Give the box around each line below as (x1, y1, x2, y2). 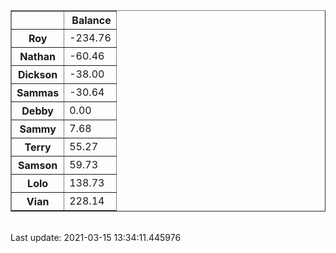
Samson (18, 159, 58, 172)
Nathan (19, 50, 56, 63)
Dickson (17, 68, 58, 81)
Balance (71, 14, 112, 27)
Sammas (16, 86, 60, 99)
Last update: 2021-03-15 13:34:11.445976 (10, 232, 182, 243)
